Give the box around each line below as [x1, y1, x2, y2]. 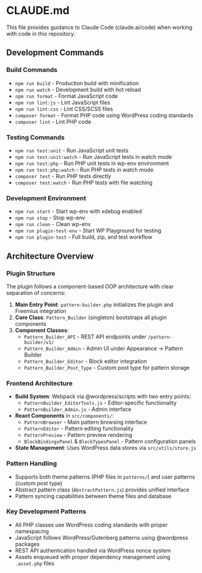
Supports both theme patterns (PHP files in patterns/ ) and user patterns [14, 473, 195, 481]
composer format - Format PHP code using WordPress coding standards [14, 111, 194, 118]
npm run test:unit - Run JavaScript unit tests [14, 146, 128, 154]
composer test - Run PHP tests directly [14, 172, 112, 180]
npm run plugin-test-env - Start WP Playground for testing [14, 227, 162, 235]
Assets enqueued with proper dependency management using [14, 553, 171, 560]
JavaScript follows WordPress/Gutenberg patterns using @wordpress [14, 534, 188, 541]
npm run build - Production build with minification [14, 79, 139, 86]
